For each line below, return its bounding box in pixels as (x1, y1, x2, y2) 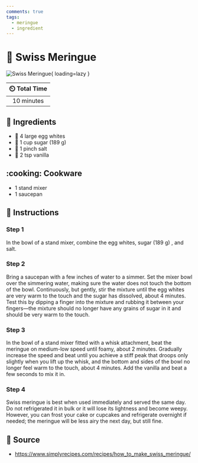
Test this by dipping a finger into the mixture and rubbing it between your (6, 298, 184, 305)
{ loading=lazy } (51, 70, 90, 77)
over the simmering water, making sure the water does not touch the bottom (6, 279, 191, 287)
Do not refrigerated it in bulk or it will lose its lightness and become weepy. (6, 405, 188, 412)
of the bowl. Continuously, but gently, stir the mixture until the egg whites (6, 286, 185, 293)
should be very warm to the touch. (6, 311, 90, 318)
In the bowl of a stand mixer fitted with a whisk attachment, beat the (6, 339, 172, 347)
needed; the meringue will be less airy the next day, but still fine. (6, 417, 163, 425)
